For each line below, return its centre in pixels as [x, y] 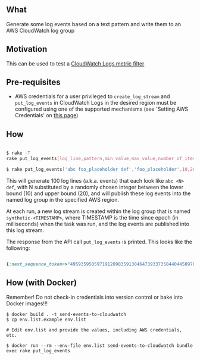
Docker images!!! [27, 303]
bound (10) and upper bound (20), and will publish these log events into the [99, 193]
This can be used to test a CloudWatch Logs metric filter [75, 63]
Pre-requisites [33, 82]
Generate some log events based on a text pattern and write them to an [94, 24]
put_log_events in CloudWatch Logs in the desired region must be [96, 103]
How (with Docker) [42, 283]
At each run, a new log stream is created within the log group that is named [98, 211]
